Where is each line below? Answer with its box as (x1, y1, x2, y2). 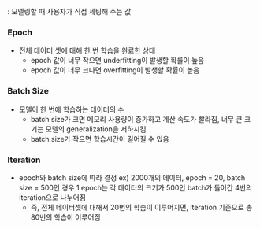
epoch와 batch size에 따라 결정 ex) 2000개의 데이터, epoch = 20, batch (18, 172, 246, 183)
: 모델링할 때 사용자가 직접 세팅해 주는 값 (7, 7, 132, 16)
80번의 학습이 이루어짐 (30, 212, 101, 222)
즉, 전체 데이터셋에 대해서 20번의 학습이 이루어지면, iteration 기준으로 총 (30, 202, 253, 212)
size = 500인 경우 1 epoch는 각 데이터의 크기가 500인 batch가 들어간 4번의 (18, 183, 253, 192)
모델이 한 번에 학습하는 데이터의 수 (18, 105, 124, 114)
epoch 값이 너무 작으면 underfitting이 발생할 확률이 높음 (30, 56, 205, 65)
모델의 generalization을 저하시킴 (45, 124, 147, 134)
